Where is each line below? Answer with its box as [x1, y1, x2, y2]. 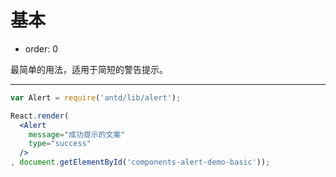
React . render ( [10, 111, 70, 121]
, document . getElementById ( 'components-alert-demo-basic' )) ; [10, 157, 271, 168]
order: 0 [24, 42, 59, 55]
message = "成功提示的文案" [28, 129, 126, 140]
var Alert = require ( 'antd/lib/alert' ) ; [10, 92, 182, 103]
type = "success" [28, 139, 92, 149]
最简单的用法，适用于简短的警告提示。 [10, 63, 168, 75]
